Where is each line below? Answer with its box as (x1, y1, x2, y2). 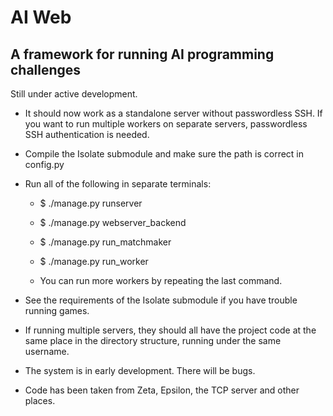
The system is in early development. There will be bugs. (24, 365, 256, 376)
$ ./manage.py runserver (39, 197, 143, 209)
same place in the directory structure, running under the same (24, 335, 282, 346)
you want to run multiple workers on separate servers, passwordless (24, 118, 308, 130)
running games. (24, 305, 90, 316)
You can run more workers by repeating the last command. (39, 275, 283, 286)
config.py (24, 159, 65, 170)
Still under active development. (10, 88, 138, 100)
